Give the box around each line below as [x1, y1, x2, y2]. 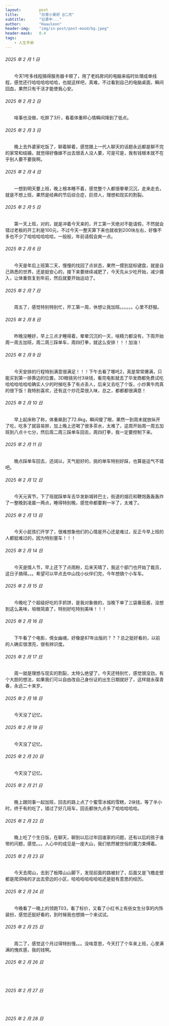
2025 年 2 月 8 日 [5, 316, 41, 323]
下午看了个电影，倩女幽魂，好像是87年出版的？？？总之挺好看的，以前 [14, 635, 160, 641]
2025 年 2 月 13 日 [5, 512, 43, 518]
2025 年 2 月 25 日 [5, 924, 44, 930]
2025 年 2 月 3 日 [5, 127, 41, 133]
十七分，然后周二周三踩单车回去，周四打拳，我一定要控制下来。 [22, 429, 155, 435]
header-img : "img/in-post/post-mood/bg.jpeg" [5, 26, 109, 31]
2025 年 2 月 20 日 [5, 753, 44, 759]
